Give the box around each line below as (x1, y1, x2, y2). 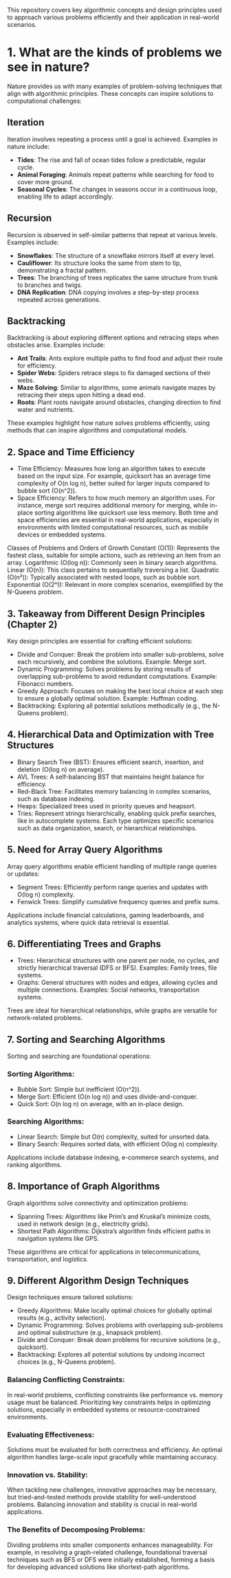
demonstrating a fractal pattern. (16, 266, 108, 274)
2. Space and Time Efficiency (7, 446, 135, 458)
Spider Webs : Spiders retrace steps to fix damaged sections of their (16, 369, 211, 377)
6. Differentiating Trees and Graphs (7, 938, 162, 950)
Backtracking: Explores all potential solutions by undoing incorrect (16, 1350, 205, 1359)
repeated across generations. (16, 295, 101, 303)
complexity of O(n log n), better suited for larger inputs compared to (16, 479, 210, 488)
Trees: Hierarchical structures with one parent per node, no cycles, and (16, 957, 219, 965)
